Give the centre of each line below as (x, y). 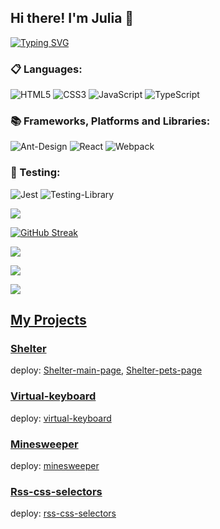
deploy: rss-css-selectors (63, 513)
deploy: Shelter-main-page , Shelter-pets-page (106, 370)
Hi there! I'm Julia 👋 (72, 18)
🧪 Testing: (35, 173)
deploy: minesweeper (55, 465)
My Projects (48, 320)
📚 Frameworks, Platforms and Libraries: (110, 121)
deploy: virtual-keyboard (61, 418)
